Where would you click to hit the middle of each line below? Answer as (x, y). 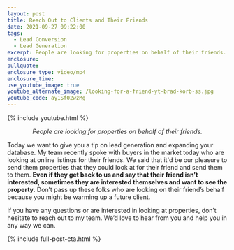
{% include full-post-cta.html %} (54, 239)
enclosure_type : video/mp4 (46, 72)
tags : (15, 33)
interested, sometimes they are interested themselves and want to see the (117, 182)
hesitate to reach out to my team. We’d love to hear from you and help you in (117, 218)
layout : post (26, 14)
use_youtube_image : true (43, 85)
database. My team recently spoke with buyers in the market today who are (116, 152)
